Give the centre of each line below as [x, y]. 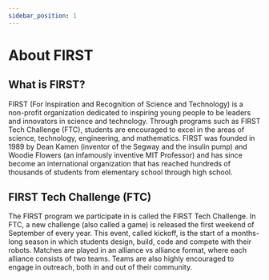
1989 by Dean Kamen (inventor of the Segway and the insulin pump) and [128, 146]
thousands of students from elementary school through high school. [121, 172]
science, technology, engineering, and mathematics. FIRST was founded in [132, 138]
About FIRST [51, 55]
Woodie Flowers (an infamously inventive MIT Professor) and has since [125, 155]
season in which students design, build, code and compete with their [138, 242]
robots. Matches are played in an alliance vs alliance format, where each [127, 250]
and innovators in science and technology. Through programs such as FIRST [134, 121]
